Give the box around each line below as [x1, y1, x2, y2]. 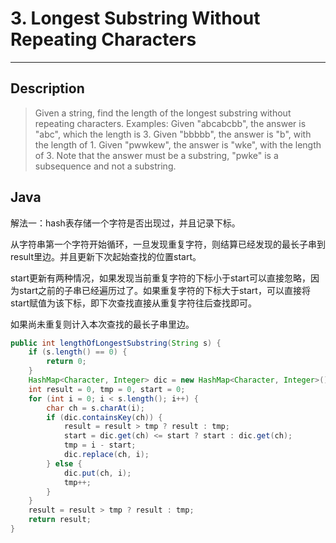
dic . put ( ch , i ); [63, 468, 132, 478]
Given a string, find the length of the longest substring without [34, 107, 292, 119]
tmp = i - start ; [63, 440, 137, 451]
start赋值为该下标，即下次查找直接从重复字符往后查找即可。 [10, 297, 257, 309]
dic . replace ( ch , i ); [63, 450, 150, 460]
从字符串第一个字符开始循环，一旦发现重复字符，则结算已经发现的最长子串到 [10, 238, 326, 250]
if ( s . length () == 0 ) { [28, 347, 128, 357]
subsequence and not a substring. [34, 160, 177, 172]
